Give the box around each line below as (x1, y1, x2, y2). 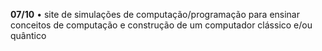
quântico (10, 30, 47, 41)
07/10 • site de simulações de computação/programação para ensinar (10, 9, 300, 20)
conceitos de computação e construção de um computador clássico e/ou (10, 19, 313, 31)
